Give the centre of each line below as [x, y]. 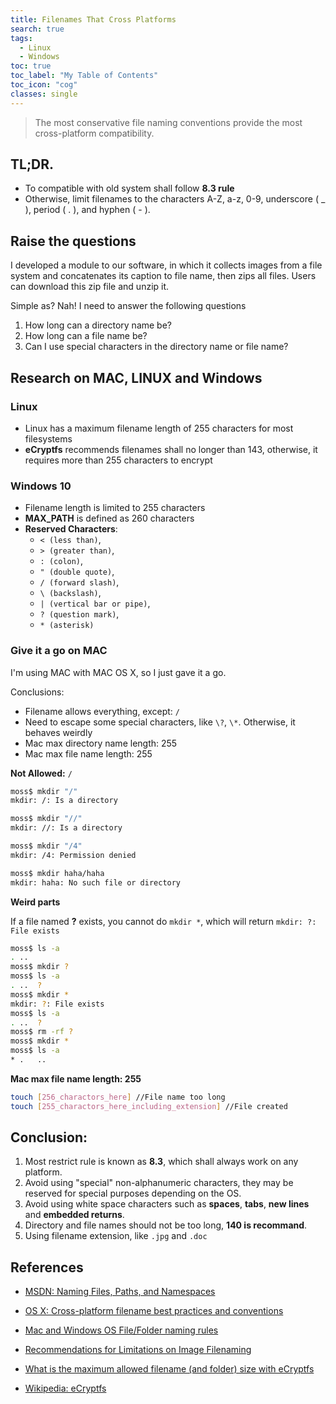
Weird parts [35, 902]
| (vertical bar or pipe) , [95, 603]
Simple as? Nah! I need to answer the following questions [128, 306]
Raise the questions [73, 241]
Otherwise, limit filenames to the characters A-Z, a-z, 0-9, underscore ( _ [175, 199]
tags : [21, 38]
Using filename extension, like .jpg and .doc [116, 1236]
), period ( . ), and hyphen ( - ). [87, 210]
